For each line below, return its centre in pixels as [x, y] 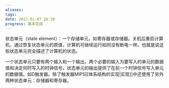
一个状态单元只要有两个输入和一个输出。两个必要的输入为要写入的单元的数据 [84, 62]
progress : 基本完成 [24, 24]
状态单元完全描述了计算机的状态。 [45, 51]
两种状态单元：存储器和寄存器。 [38, 80]
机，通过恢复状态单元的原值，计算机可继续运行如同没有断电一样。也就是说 [82, 45]
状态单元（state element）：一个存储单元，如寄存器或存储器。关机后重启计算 [84, 38]
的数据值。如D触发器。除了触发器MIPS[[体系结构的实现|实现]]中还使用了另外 [84, 74]
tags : [11, 14]
